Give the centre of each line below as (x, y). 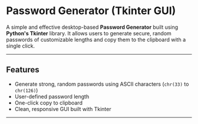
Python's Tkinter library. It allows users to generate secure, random (89, 33)
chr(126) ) (26, 90)
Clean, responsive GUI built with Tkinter (63, 109)
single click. (21, 46)
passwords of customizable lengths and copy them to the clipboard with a (96, 39)
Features (23, 70)
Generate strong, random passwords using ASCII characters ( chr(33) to (102, 84)
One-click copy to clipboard (48, 103)
